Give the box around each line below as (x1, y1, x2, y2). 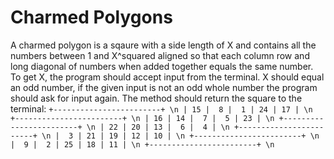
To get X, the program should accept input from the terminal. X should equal (10, 71, 325, 83)
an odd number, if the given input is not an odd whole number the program (10, 81, 318, 93)
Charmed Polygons (10, 6, 173, 29)
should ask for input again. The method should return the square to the (10, 92, 303, 104)
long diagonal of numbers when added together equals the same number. (10, 60, 314, 72)
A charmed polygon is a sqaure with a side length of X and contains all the (10, 39, 317, 51)
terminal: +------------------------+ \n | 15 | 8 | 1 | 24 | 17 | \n (10, 102, 313, 115)
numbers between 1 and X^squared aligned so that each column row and (10, 49, 310, 61)
